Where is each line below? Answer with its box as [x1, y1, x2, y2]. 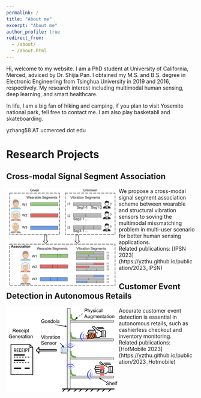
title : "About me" [6, 16, 52, 22]
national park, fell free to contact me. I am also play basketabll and [6, 108, 170, 115]
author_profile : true [6, 29, 61, 35]
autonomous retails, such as [119, 319, 188, 327]
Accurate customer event [119, 307, 182, 314]
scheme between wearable [119, 200, 186, 207]
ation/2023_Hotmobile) [119, 358, 176, 365]
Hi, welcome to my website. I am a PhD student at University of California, [6, 65, 189, 72]
